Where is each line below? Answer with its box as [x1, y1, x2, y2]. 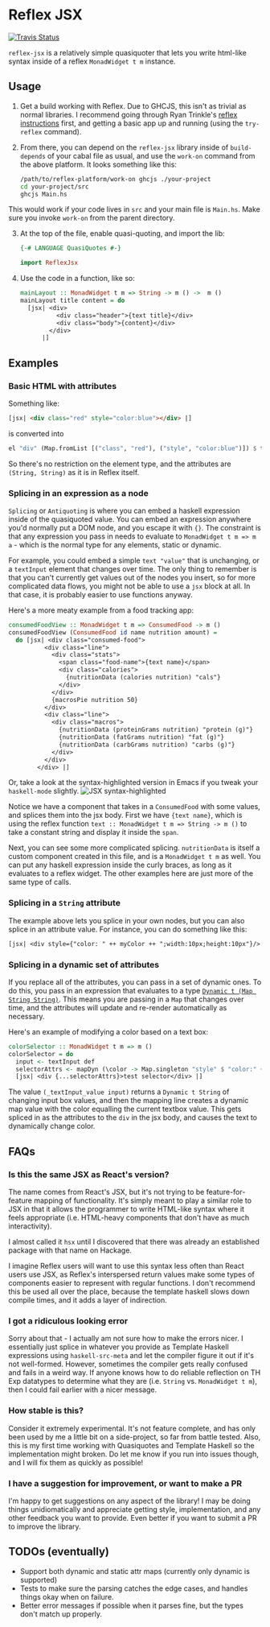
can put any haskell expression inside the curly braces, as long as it [8, 860, 232, 870]
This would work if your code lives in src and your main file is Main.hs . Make [8, 204, 261, 214]
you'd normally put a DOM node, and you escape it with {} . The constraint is [8, 522, 261, 532]
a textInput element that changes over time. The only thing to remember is [8, 564, 257, 573]
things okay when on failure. [19, 1592, 114, 1601]
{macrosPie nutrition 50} [51, 696, 138, 704]
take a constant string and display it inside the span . [8, 828, 179, 837]
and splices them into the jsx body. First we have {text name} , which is [8, 811, 243, 820]
